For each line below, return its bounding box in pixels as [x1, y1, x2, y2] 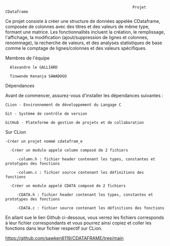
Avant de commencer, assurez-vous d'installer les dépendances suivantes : [5, 93, 163, 99]
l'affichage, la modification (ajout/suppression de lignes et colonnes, [5, 35, 149, 40]
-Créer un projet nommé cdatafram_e [5, 139, 83, 144]
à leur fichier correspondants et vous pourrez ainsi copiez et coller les [5, 220, 152, 226]
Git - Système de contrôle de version [5, 111, 87, 116]
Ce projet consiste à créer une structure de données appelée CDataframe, [5, 18, 161, 24]
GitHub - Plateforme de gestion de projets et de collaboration [5, 120, 144, 125]
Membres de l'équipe [5, 55, 50, 61]
